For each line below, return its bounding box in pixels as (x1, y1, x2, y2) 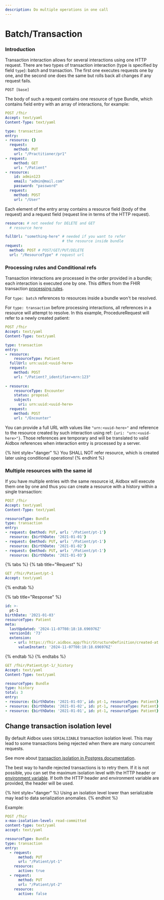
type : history (5, 685, 34, 690)
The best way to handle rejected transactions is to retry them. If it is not (5, 764, 149, 770)
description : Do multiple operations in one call (5, 7, 109, 12)
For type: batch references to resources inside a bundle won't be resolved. (5, 295, 157, 301)
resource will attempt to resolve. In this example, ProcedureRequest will (5, 310, 149, 316)
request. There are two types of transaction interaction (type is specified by (5, 62, 158, 68)
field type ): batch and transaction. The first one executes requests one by (5, 67, 153, 74)
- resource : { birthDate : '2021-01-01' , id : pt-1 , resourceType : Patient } (5, 708, 159, 713)
